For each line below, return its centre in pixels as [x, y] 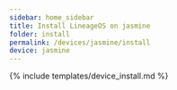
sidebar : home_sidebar [52, 17]
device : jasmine [40, 51]
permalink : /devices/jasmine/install [80, 42]
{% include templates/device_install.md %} [89, 76]
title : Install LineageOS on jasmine [80, 26]
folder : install [40, 34]
